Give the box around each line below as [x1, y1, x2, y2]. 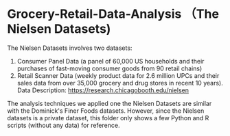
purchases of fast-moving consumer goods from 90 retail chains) [16, 64, 203, 72]
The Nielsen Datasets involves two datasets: [7, 44, 133, 52]
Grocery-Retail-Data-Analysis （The [7, 6, 220, 22]
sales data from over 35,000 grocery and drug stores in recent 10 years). [16, 79, 223, 87]
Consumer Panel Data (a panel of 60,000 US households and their [16, 57, 205, 65]
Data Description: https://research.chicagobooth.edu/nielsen [16, 86, 189, 94]
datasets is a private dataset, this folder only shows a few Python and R [7, 113, 209, 122]
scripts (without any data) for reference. [7, 121, 120, 129]
